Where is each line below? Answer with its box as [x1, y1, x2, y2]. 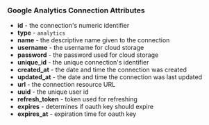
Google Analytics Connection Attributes [7, 6, 145, 15]
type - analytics [17, 28, 66, 37]
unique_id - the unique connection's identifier [17, 58, 149, 67]
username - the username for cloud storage [17, 44, 144, 52]
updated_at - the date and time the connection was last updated [17, 73, 203, 81]
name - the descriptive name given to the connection [17, 36, 170, 44]
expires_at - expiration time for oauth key [17, 110, 137, 118]
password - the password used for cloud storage [17, 51, 159, 59]
